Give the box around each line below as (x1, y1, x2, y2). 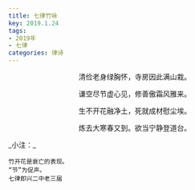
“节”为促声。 (8, 166, 46, 174)
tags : (8, 26, 26, 34)
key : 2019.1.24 (8, 19, 59, 27)
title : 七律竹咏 (8, 11, 58, 20)
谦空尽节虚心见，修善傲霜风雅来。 (79, 89, 191, 99)
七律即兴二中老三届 (8, 175, 63, 183)
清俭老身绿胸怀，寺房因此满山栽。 (79, 72, 191, 81)
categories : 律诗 (8, 49, 64, 57)
